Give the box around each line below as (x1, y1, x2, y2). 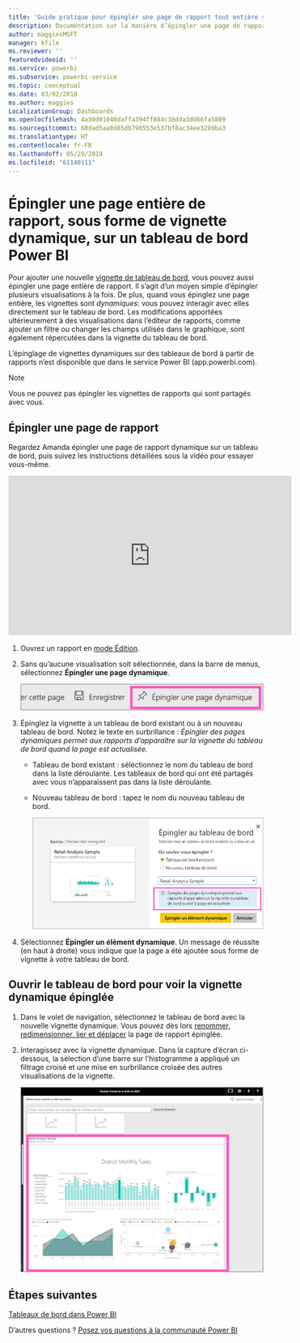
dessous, (19, 1054, 51, 1063)
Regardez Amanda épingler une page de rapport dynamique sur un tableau (8, 443, 259, 452)
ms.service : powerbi (8, 65, 78, 73)
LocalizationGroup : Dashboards (8, 107, 114, 115)
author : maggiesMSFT (8, 30, 78, 38)
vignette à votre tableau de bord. (19, 954, 129, 964)
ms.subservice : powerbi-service (8, 73, 117, 81)
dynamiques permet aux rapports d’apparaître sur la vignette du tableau (19, 736, 263, 746)
